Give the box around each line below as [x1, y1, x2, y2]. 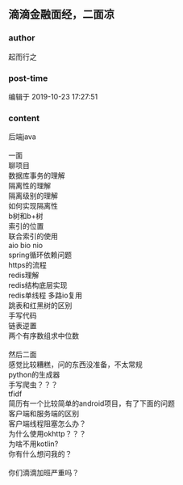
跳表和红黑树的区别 [8, 301, 73, 310]
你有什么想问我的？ [8, 449, 73, 459]
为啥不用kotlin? [8, 439, 59, 449]
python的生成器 [8, 370, 60, 380]
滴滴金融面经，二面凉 [8, 7, 114, 22]
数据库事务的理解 [8, 171, 65, 180]
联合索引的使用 [8, 231, 58, 241]
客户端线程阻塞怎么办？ [8, 419, 86, 428]
